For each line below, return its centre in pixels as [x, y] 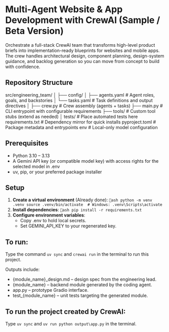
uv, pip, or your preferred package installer [57, 172]
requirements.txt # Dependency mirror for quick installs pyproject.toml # [81, 122]
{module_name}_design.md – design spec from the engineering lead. [85, 279]
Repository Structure [39, 83]
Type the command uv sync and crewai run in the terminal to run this [77, 254]
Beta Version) [35, 31]
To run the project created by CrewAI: [66, 311]
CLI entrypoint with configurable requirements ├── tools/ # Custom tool [80, 111]
